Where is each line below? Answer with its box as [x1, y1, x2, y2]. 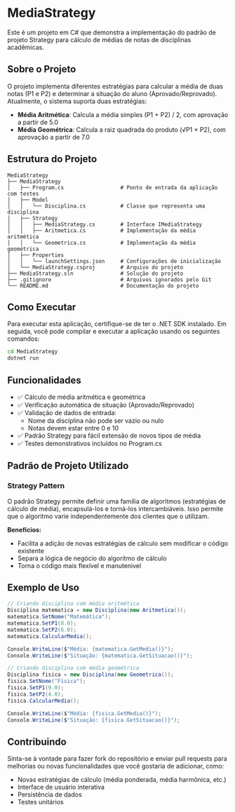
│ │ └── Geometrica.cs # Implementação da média [7, 239, 196, 246]
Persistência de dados [17, 790, 82, 799]
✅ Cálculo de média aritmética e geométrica [17, 393, 146, 401]
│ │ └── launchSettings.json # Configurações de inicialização [7, 257, 221, 264]
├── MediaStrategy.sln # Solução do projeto [7, 270, 184, 277]
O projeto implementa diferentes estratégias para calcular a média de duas [7, 82, 223, 90]
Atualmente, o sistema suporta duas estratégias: [7, 97, 147, 105]
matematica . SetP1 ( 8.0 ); [7, 620, 77, 627]
